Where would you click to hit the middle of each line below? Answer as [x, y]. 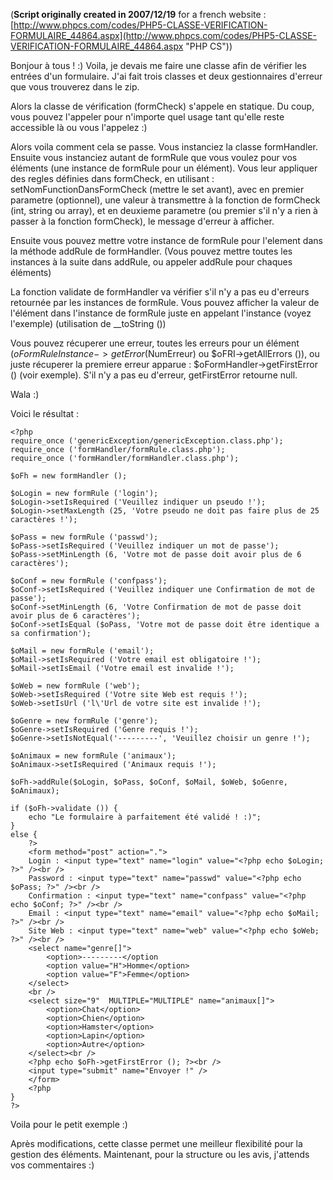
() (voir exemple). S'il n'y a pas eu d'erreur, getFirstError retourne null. [154, 375]
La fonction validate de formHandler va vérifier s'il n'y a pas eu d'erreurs [160, 292]
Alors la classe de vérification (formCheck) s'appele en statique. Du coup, [162, 106]
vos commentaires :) [52, 1165]
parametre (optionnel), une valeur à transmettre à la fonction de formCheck [165, 200]
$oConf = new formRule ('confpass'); [89, 581]
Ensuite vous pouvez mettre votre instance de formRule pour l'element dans [166, 240]
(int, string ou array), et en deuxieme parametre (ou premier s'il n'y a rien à [164, 210]
